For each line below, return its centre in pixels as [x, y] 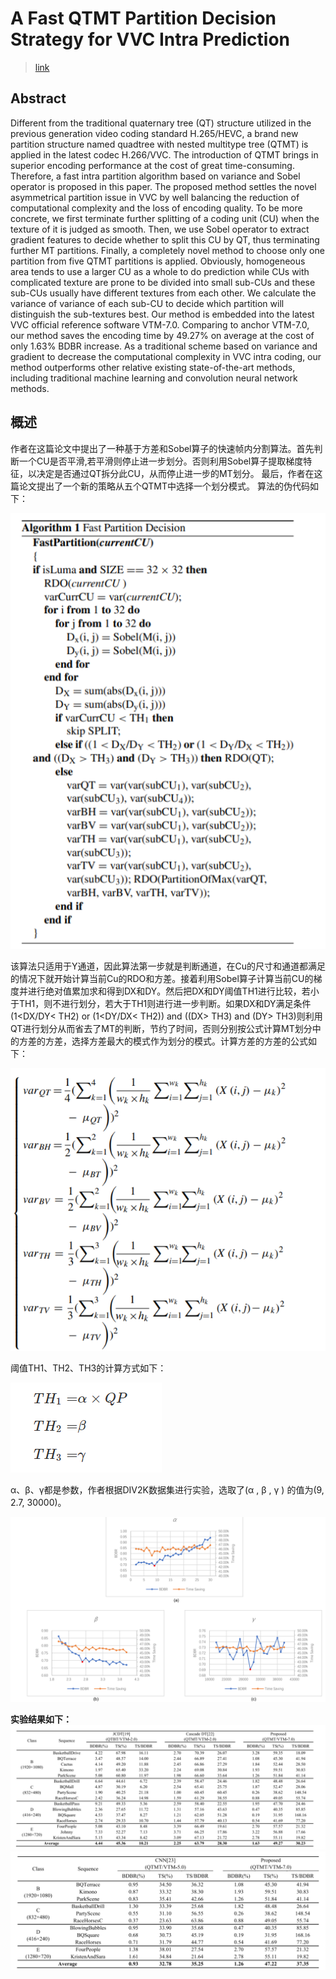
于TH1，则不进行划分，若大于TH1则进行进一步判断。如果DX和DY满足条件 [161, 1004]
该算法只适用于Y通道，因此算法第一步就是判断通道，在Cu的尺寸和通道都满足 [168, 966]
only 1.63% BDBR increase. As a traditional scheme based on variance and [164, 346]
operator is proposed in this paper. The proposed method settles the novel [163, 186]
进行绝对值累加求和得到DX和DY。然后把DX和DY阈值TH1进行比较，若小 [173, 991]
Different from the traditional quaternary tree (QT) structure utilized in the [161, 123]
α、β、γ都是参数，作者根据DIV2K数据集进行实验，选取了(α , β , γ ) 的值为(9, [167, 1490]
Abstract [38, 98]
